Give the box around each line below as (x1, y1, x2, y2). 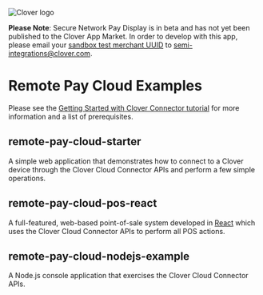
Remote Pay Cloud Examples (8, 77, 202, 95)
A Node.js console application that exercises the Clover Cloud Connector (8, 271, 249, 281)
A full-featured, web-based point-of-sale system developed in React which (8, 217, 256, 228)
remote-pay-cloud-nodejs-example (8, 249, 190, 263)
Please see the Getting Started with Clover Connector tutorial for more (8, 103, 240, 112)
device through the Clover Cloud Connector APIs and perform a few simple (8, 164, 256, 174)
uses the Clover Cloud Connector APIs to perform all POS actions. (8, 226, 225, 236)
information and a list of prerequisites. (8, 111, 133, 121)
